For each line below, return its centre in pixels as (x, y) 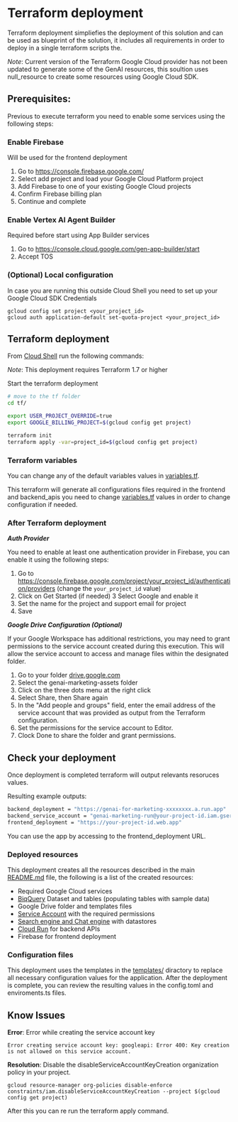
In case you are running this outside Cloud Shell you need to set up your (113, 290)
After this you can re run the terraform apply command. (88, 1111)
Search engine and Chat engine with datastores (87, 922)
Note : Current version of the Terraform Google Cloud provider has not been (118, 61)
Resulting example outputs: (47, 796)
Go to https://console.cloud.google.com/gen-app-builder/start (108, 249)
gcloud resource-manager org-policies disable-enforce (90, 1085)
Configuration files (40, 954)
